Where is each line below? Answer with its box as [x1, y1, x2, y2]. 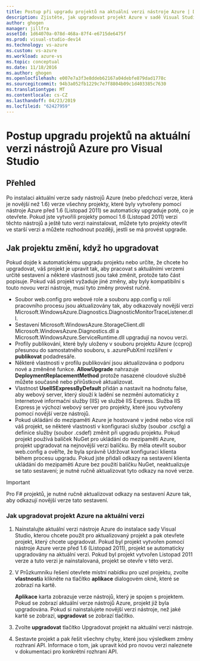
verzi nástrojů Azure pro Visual [6, 142, 162, 155]
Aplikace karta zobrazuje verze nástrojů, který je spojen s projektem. [14, 593, 185, 600]
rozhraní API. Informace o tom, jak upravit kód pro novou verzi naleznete [14, 641, 192, 648]
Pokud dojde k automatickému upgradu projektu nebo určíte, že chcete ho [6, 259, 189, 266]
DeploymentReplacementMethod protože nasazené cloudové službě [14, 372, 186, 380]
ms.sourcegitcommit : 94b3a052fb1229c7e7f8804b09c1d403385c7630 [6, 81, 167, 87]
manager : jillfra [6, 25, 49, 32]
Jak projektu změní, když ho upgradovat [6, 243, 159, 253]
